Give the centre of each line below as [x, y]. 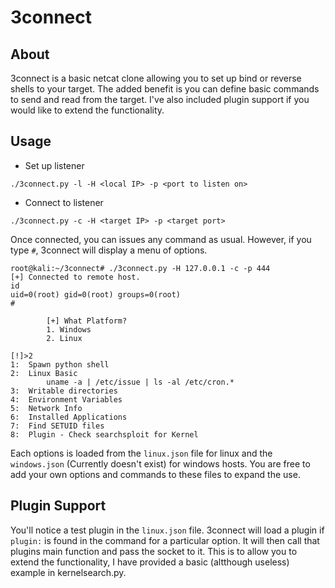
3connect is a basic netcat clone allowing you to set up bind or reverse [156, 78]
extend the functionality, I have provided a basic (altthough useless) [150, 562]
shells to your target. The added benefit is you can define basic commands [165, 89]
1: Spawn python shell [60, 364]
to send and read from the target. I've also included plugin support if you [160, 99]
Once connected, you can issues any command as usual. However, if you [161, 239]
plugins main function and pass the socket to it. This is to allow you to [154, 551]
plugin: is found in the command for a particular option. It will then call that [165, 540]
